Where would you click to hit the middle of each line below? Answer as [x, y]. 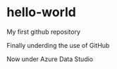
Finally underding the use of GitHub [58, 45]
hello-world [42, 12]
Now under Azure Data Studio [50, 59]
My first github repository [44, 32]
